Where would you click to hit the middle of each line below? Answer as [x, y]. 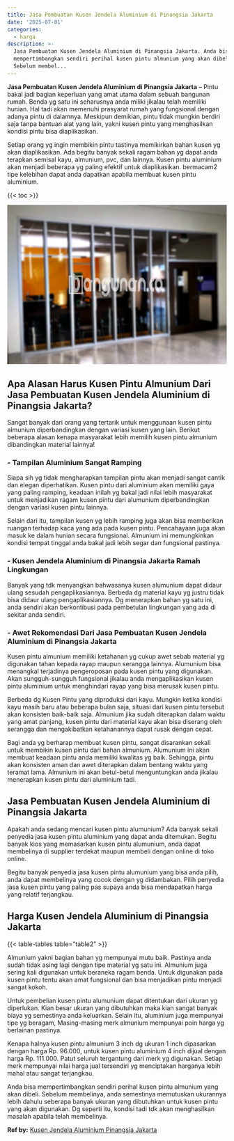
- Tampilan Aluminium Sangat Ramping [75, 463]
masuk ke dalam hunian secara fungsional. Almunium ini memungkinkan [111, 535]
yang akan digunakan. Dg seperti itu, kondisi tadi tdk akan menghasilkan [111, 1109]
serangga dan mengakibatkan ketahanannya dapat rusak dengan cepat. [110, 729]
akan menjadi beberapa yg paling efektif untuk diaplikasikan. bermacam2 [112, 166]
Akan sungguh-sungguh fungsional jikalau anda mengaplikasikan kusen [110, 678]
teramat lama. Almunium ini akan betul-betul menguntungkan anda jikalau [113, 772]
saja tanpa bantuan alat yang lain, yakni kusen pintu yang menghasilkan [110, 124]
